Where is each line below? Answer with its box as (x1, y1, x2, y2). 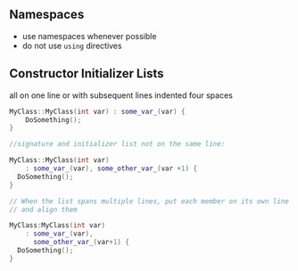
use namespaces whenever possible (21, 30, 157, 41)
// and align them (9, 205, 78, 214)
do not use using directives (21, 40, 122, 51)
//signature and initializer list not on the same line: (9, 140, 226, 149)
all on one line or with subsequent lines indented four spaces (9, 89, 234, 101)
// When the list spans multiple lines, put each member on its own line (9, 196, 290, 206)
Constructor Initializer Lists (9, 66, 164, 81)
